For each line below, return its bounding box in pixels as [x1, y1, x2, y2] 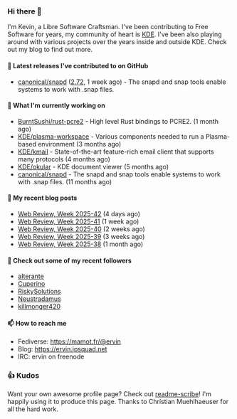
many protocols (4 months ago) [17, 154, 110, 163]
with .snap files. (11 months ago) [17, 177, 112, 186]
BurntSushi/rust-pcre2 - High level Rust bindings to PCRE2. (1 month [17, 117, 219, 125]
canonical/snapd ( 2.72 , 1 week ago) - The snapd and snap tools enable [17, 78, 226, 86]
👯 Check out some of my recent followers [7, 256, 132, 265]
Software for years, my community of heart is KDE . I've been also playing [7, 30, 222, 38]
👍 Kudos [7, 371, 40, 381]
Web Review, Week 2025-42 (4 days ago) [17, 209, 141, 218]
